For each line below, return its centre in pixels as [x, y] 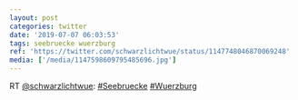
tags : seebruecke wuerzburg [63, 43]
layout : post [34, 18]
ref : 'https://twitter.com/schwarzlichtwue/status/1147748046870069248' [150, 52]
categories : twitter [49, 26]
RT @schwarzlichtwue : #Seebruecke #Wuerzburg [103, 86]
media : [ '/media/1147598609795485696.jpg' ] [93, 60]
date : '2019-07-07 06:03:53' [65, 35]
